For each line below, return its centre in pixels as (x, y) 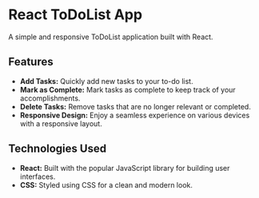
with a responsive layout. (61, 123)
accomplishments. (50, 98)
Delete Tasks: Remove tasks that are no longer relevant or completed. (135, 106)
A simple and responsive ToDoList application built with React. (111, 37)
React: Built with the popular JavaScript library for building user (125, 168)
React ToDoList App (75, 15)
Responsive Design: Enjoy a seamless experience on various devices (135, 115)
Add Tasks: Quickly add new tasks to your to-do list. (106, 81)
